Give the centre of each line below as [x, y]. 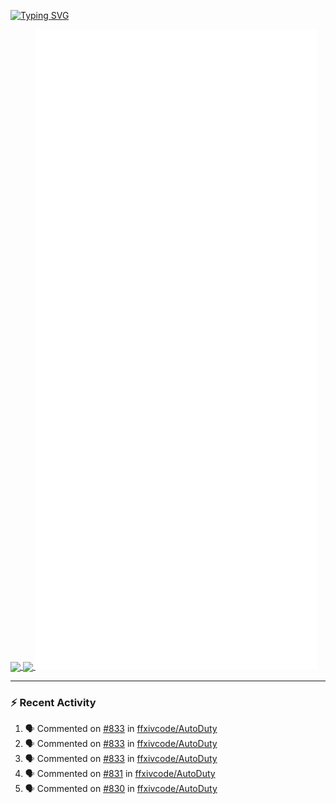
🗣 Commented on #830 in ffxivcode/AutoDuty [121, 789]
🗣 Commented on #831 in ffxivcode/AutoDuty [120, 774]
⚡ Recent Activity [53, 703]
